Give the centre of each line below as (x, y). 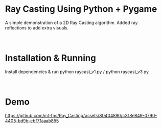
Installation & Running (51, 58)
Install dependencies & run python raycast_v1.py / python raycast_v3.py (77, 72)
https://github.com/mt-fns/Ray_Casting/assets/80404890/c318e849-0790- (81, 115)
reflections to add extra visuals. (37, 27)
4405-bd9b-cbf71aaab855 (32, 121)
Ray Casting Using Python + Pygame (81, 9)
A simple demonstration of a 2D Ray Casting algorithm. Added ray (71, 23)
